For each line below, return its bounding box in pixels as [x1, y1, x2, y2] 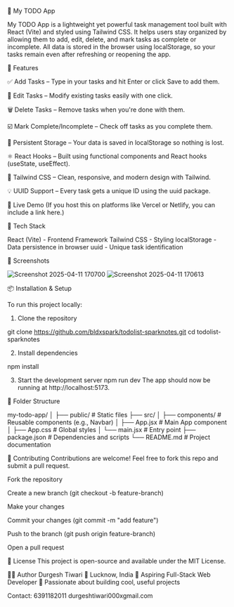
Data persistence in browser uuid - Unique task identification [7, 243, 184, 251]
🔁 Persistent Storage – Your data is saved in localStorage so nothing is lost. [7, 138, 225, 147]
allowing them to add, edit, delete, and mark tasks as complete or [7, 35, 197, 44]
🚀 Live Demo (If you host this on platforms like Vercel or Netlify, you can [7, 201, 216, 209]
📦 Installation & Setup [7, 285, 72, 292]
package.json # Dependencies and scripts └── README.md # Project [7, 433, 211, 441]
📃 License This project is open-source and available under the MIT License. [7, 557, 226, 565]
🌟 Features [7, 64, 39, 72]
